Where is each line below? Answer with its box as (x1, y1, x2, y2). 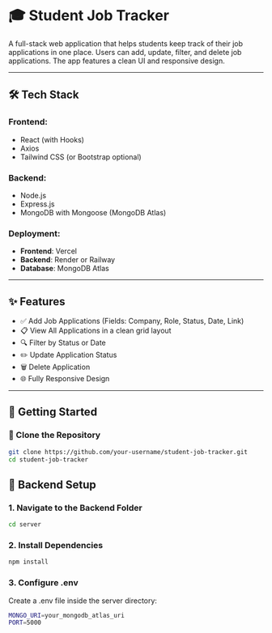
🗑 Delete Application (19, 362, 91, 372)
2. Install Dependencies (8, 539, 104, 550)
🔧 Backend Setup (8, 478, 96, 491)
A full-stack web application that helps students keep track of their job (8, 38, 244, 49)
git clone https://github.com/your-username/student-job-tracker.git (8, 448, 249, 456)
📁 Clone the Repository (8, 430, 101, 441)
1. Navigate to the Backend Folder (8, 502, 143, 513)
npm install (8, 558, 49, 567)
